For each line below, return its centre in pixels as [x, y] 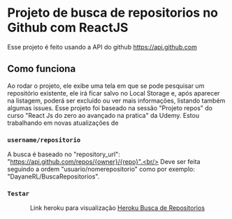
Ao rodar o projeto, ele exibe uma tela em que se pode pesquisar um [106, 86]
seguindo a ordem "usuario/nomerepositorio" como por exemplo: [101, 169]
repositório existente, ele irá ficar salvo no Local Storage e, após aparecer [114, 93]
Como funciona [42, 69]
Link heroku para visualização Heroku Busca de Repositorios [117, 208]
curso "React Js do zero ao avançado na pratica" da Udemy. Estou [103, 115]
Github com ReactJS [68, 28]
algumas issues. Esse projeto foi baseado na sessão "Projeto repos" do [110, 108]
